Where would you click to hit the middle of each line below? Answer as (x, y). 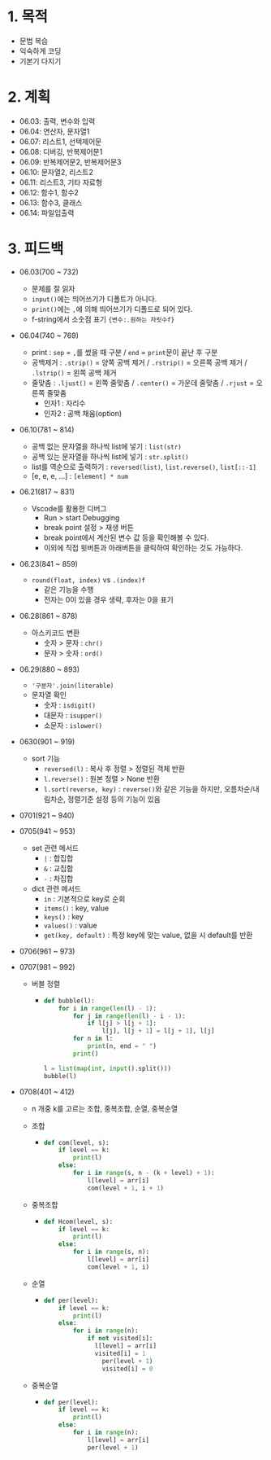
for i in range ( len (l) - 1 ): (108, 1008)
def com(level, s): (77, 1142)
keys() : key (64, 916)
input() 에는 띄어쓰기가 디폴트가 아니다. (94, 299)
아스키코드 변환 (56, 633)
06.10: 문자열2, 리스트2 (56, 172)
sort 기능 (46, 758)
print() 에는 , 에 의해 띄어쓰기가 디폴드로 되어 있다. (112, 309)
